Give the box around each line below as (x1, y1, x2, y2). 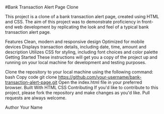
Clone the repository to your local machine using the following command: (5, 69, 154, 75)
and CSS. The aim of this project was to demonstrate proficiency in (5, 19, 141, 24)
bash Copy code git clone (5, 74, 57, 80)
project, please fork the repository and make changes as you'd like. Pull (5, 90, 150, 95)
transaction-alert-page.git (5, 79, 57, 85)
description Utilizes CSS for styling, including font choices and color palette (5, 49, 158, 55)
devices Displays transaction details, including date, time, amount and (5, 44, 146, 49)
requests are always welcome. (5, 95, 67, 101)
